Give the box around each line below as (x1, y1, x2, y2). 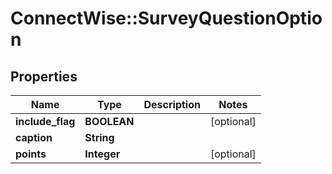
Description (143, 98, 201, 111)
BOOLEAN (84, 115, 135, 128)
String (84, 131, 115, 144)
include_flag (15, 115, 76, 128)
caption (15, 131, 53, 144)
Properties (10, 68, 78, 85)
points (15, 147, 47, 161)
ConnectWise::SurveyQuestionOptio (10, 7, 323, 30)
